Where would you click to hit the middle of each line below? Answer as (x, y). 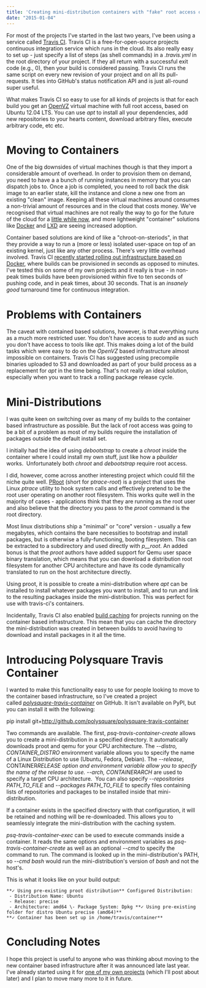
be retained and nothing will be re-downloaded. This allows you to (90, 817)
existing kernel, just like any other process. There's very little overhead (96, 251)
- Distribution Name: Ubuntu (46, 897)
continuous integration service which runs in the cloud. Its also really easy (100, 48)
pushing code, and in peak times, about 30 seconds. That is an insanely (97, 284)
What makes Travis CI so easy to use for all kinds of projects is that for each (102, 99)
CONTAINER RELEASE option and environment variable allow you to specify (102, 766)
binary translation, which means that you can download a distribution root (99, 559)
